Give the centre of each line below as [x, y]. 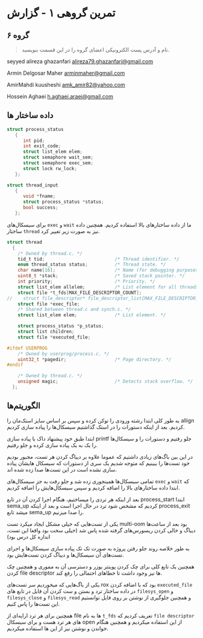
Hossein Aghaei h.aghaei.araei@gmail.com [60, 96]
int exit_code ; [42, 146]
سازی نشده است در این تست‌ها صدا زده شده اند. [62, 469]
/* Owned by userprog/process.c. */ [64, 354]
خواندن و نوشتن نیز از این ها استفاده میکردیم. [58, 628]
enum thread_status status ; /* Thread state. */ [92, 265]
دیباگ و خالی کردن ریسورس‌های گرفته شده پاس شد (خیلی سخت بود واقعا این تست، [101, 530]
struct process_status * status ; [63, 202]
